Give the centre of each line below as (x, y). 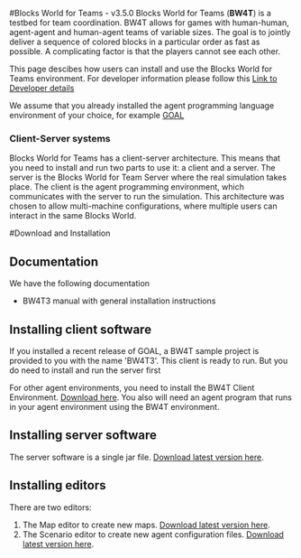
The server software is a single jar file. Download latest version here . (137, 457)
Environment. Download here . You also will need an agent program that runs (151, 397)
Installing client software (80, 329)
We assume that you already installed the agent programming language (142, 106)
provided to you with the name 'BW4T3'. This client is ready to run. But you (149, 360)
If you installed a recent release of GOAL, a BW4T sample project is (134, 350)
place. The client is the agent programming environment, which (127, 187)
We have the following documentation (80, 284)
